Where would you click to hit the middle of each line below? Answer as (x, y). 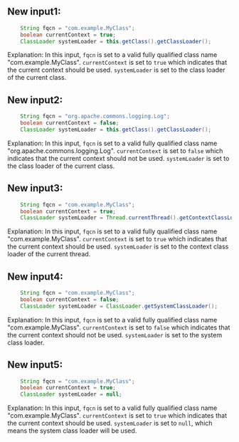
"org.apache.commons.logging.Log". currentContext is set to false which (115, 151)
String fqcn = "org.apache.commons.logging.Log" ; (95, 117)
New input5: (35, 365)
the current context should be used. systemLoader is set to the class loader (116, 70)
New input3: (35, 188)
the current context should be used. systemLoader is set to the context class (118, 247)
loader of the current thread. (49, 254)
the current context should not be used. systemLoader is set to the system (115, 335)
